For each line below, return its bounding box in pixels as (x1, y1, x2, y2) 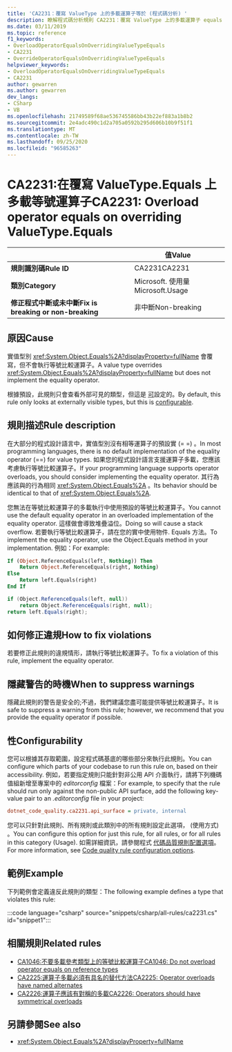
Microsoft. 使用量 (134, 276, 190, 286)
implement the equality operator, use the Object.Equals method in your (7, 535, 209, 544)
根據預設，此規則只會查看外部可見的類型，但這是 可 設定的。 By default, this (7, 390, 221, 398)
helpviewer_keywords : (7, 61, 70, 68)
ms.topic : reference (7, 29, 67, 37)
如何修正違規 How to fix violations (7, 629, 152, 641)
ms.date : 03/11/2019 (7, 23, 67, 30)
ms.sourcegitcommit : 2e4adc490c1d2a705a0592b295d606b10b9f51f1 (7, 119, 193, 126)
